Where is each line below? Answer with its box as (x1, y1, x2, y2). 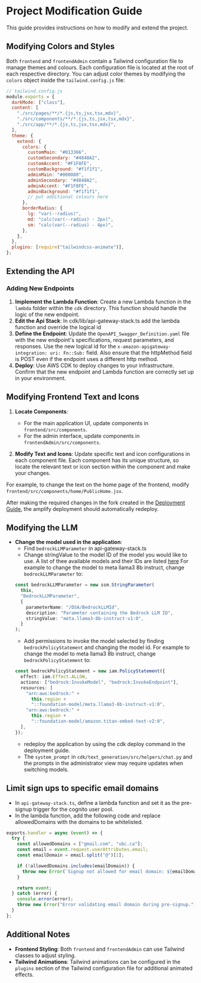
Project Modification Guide (6, 4, 142, 18)
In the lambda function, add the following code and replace (14, 811, 161, 819)
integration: (14, 350, 48, 356)
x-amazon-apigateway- (117, 344, 172, 350)
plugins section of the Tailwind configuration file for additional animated (14, 964, 193, 972)
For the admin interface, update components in (23, 432, 140, 439)
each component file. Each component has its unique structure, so (14, 456, 179, 464)
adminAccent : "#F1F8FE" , (28, 183, 90, 189)
